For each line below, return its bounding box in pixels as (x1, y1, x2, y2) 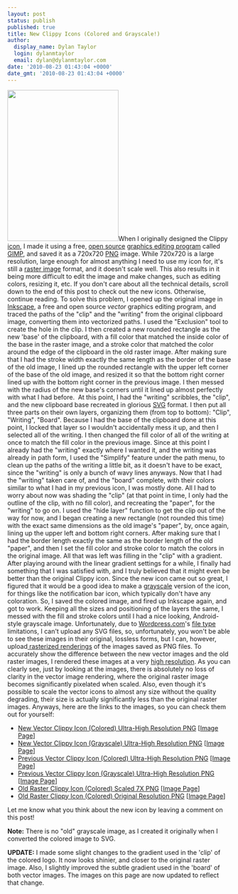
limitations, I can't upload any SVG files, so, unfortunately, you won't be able (7, 627, 231, 635)
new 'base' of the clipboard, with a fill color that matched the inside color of (7, 332, 229, 341)
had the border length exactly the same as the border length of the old (7, 536, 213, 544)
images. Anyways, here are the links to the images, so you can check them (7, 702, 226, 711)
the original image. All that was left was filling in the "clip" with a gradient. (7, 551, 222, 560)
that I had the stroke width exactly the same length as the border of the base (7, 355, 232, 363)
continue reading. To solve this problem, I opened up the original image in (7, 294, 223, 303)
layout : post (7, 10, 46, 18)
